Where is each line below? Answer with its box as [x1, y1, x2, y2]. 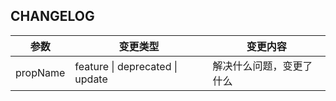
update [74, 72, 108, 86]
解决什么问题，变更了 [212, 59, 313, 73]
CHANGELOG [10, 8, 95, 25]
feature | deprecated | [74, 59, 178, 73]
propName [15, 65, 66, 79]
